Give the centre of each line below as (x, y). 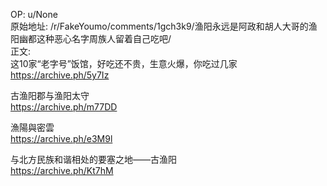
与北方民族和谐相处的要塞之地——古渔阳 (93, 159)
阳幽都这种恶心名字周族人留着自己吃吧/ (91, 38)
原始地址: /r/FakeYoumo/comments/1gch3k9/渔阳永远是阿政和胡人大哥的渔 (164, 26)
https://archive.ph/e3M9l (61, 138)
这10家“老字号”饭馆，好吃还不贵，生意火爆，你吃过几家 (124, 63)
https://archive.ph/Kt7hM (62, 170)
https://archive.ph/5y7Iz (60, 75)
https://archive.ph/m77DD (64, 107)
